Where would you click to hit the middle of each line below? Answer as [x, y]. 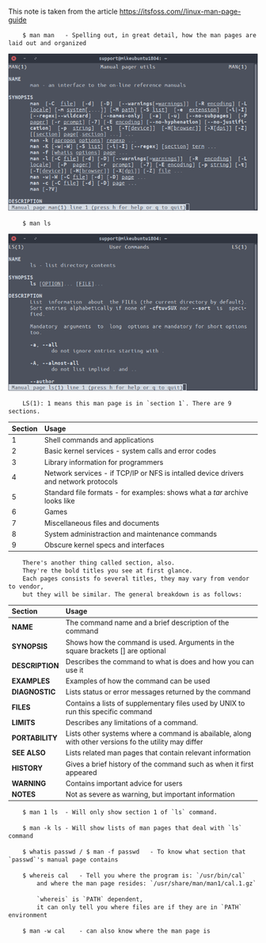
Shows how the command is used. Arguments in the [150, 642]
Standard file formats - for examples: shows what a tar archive [146, 492]
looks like [59, 501]
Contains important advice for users [124, 783]
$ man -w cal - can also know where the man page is [117, 931]
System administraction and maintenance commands [131, 534]
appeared [82, 772]
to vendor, [26, 586]
